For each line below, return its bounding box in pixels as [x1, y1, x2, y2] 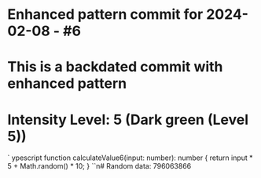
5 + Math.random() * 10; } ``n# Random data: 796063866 [7, 162, 192, 171]
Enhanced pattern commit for [7, 5, 204, 24]
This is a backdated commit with [7, 58, 223, 76]
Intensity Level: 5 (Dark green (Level [7, 111, 249, 129]
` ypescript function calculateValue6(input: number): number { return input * [7, 153, 253, 162]
